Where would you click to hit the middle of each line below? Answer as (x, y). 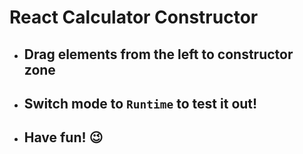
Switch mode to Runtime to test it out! (140, 103)
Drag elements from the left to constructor (158, 54)
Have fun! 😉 (63, 137)
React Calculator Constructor (134, 17)
